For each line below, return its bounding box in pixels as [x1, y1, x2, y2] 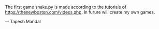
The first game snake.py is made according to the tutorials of [5, 4, 127, 10]
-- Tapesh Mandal [5, 19, 41, 24]
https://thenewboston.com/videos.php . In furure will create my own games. [5, 9, 155, 15]
